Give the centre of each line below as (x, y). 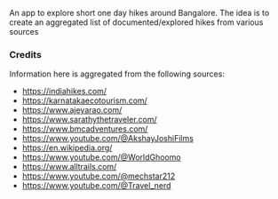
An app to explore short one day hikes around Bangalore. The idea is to (139, 13)
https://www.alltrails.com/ (69, 167)
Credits (25, 54)
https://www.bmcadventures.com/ (85, 129)
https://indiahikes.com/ (64, 92)
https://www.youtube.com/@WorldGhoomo (101, 157)
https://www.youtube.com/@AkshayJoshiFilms (107, 139)
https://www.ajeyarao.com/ (72, 110)
